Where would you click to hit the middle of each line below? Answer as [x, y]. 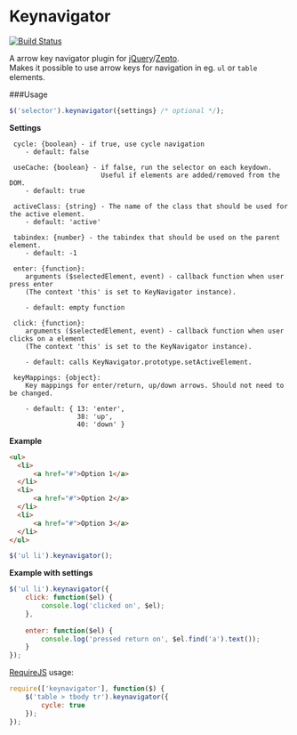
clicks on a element [48, 339]
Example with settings [51, 573]
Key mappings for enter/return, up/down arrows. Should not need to [155, 385]
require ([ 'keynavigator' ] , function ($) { [87, 689]
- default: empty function [75, 307]
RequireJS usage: [41, 673]
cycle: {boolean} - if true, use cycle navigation [108, 144]
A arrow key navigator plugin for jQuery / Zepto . [94, 58]
